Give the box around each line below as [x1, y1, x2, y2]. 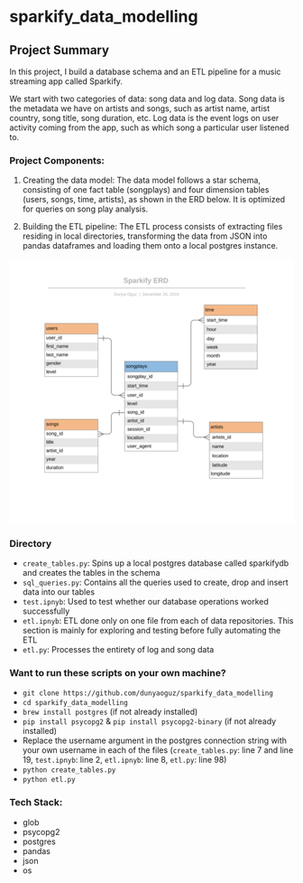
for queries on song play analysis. [22, 203, 149, 214]
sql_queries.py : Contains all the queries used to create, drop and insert [22, 577, 289, 588]
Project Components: [9, 154, 106, 166]
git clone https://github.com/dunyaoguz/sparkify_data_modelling [22, 689, 273, 698]
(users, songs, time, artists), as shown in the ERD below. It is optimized [22, 194, 286, 205]
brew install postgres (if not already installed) [22, 707, 198, 718]
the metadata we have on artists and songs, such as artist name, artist [9, 103, 271, 114]
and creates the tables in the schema [22, 568, 161, 578]
